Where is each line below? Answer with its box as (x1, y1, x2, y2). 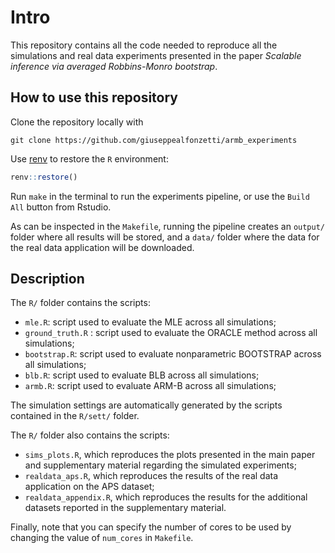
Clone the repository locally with (10, 116, 144, 128)
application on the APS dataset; (24, 481, 155, 493)
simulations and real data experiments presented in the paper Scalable (10, 49, 302, 61)
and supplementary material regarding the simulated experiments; (24, 459, 297, 471)
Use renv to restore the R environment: (10, 152, 169, 165)
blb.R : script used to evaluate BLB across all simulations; (24, 369, 260, 381)
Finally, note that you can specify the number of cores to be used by (10, 521, 292, 533)
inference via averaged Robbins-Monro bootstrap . (10, 60, 218, 72)
